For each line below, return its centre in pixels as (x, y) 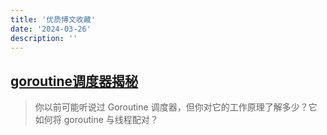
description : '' (44, 38)
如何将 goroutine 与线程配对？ (96, 120)
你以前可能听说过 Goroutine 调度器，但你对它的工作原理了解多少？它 (176, 107)
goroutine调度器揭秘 (74, 81)
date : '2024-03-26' (51, 29)
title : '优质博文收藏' (53, 19)
